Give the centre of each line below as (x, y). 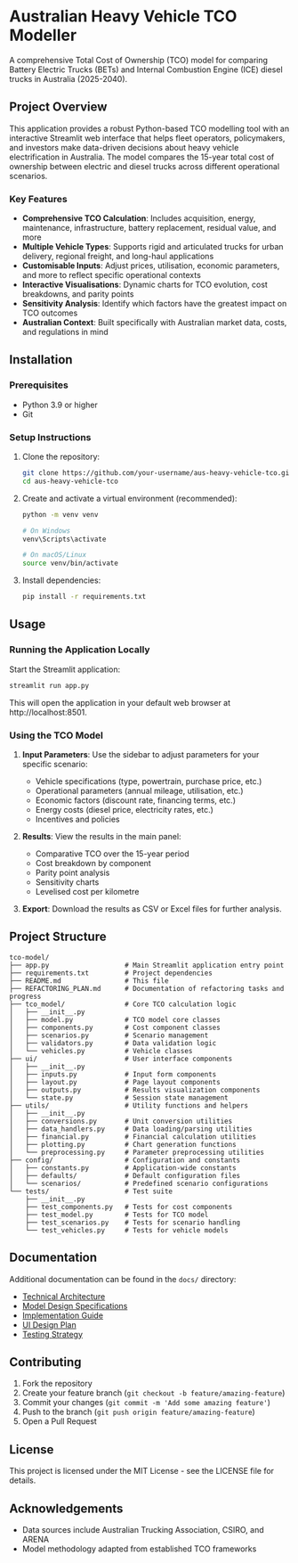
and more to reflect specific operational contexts (112, 275)
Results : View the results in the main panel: (101, 836)
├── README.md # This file (89, 981)
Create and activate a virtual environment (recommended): (129, 498)
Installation (41, 360)
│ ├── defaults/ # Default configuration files (125, 1175)
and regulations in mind (65, 332)
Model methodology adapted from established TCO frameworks (139, 1549)
